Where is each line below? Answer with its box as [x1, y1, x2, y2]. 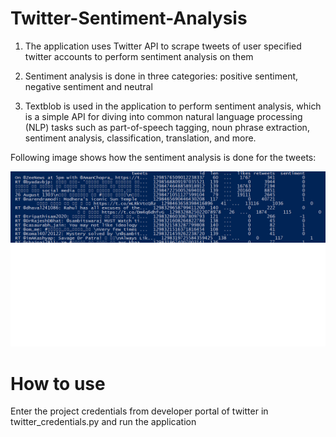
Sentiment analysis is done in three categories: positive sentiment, [24, 70, 299, 82]
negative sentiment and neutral [24, 80, 153, 92]
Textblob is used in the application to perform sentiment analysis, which [24, 100, 322, 112]
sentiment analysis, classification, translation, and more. [24, 132, 257, 144]
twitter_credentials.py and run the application [10, 416, 197, 428]
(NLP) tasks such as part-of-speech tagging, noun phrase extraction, [24, 121, 310, 133]
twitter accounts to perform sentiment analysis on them [24, 50, 254, 62]
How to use [10, 372, 106, 395]
